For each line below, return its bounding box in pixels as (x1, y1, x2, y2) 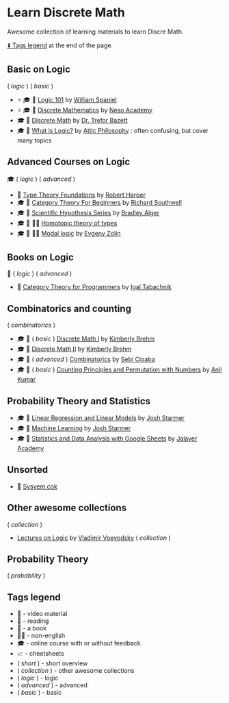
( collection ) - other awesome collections (16, 667, 135, 675)
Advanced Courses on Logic (7, 156, 131, 168)
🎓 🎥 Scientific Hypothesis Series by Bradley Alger (16, 208, 159, 217)
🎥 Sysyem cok (16, 482, 58, 491)
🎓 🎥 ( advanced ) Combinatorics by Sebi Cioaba (16, 355, 155, 364)
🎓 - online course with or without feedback (16, 639, 142, 647)
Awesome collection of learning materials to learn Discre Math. (7, 27, 184, 36)
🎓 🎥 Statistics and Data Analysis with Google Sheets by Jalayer (16, 434, 198, 443)
